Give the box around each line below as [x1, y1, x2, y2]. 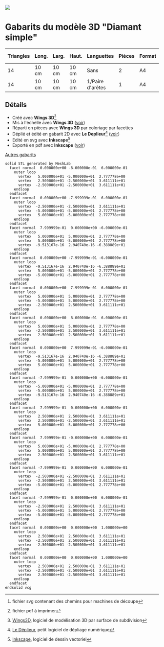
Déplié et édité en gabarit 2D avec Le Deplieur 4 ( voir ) [12, 130, 120, 137]
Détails [5, 101, 27, 109]
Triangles [7, 52, 30, 59]
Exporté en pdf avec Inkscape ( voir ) [12, 142, 85, 148]
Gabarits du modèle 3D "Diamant [5, 22, 142, 33]
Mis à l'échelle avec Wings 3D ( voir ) [12, 120, 85, 126]
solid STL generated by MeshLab [5, 161, 71, 166]
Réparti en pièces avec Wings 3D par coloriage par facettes [12, 125, 133, 131]
